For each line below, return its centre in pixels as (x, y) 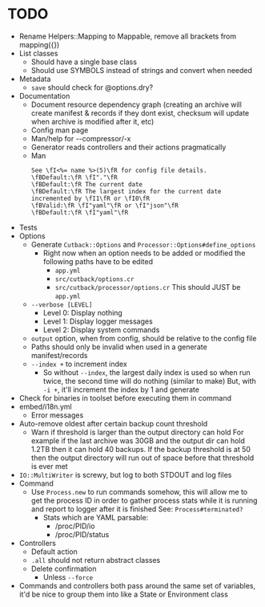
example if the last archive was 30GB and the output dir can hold (138, 440)
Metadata (35, 79)
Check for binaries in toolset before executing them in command (125, 397)
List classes (38, 53)
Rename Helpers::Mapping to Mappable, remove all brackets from (128, 36)
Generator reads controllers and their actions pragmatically (128, 147)
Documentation (44, 96)
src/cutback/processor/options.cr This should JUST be (148, 287)
